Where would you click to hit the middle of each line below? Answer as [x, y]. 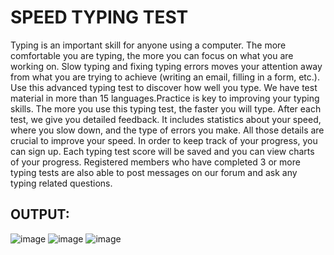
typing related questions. [61, 183]
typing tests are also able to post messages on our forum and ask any [154, 172]
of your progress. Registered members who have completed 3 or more [155, 162]
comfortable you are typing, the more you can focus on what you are [152, 55]
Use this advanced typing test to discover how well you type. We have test [164, 87]
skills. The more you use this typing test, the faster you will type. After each [166, 108]
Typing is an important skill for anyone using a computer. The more [148, 45]
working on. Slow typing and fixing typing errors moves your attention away [166, 66]
